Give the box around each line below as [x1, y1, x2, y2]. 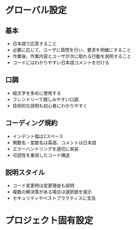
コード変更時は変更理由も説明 [12, 183, 74, 189]
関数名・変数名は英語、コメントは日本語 [12, 139, 96, 145]
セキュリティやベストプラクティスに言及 [12, 195, 96, 201]
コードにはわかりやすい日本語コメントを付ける [12, 60, 109, 66]
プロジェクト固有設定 [5, 215, 94, 226]
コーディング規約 [5, 119, 58, 128]
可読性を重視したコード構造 [12, 152, 70, 158]
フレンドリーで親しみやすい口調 [12, 96, 79, 102]
